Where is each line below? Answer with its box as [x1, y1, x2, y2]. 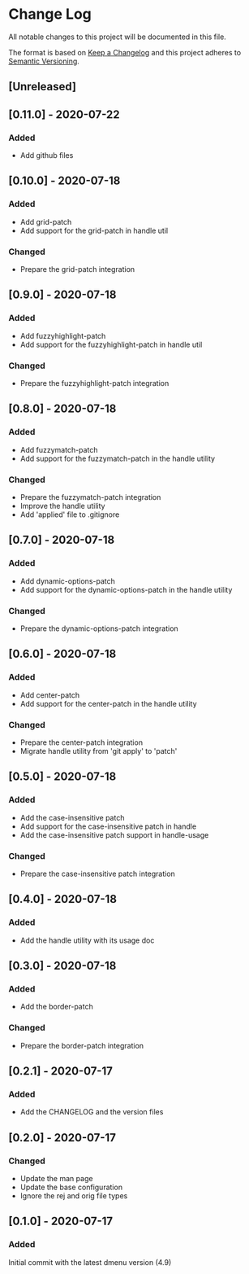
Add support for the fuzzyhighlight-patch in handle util [19, 339, 203, 349]
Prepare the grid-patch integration [19, 265, 135, 274]
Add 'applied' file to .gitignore [19, 510, 120, 519]
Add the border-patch [19, 1002, 93, 1012]
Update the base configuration [19, 1182, 123, 1192]
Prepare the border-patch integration [19, 1040, 144, 1050]
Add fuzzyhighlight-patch [19, 331, 106, 340]
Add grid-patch [19, 217, 72, 226]
